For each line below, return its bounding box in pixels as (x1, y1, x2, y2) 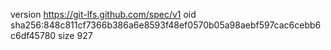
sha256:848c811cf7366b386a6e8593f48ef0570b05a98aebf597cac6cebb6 (10, 19, 322, 31)
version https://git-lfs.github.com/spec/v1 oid (10, 9, 197, 20)
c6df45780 (10, 30, 57, 41)
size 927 (58, 30, 93, 41)
